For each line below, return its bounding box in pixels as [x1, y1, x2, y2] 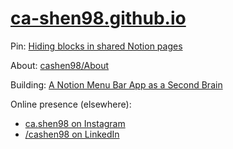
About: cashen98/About [10, 59, 110, 71]
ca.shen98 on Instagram [24, 117, 126, 129]
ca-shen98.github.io [10, 7, 187, 30]
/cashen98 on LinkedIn [24, 128, 120, 140]
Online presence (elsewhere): [10, 98, 132, 110]
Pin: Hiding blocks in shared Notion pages [10, 40, 183, 52]
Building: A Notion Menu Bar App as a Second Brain [10, 78, 223, 91]
